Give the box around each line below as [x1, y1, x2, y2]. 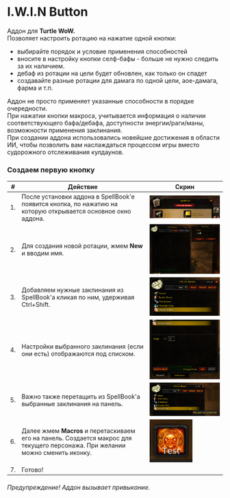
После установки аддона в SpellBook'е [21, 192, 135, 201]
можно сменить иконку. [21, 448, 92, 456]
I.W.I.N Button [7, 4, 88, 20]
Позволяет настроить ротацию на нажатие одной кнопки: [7, 34, 177, 42]
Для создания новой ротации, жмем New [21, 242, 143, 250]
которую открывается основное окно [21, 207, 131, 215]
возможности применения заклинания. [7, 126, 123, 134]
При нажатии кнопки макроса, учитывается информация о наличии [7, 111, 206, 120]
